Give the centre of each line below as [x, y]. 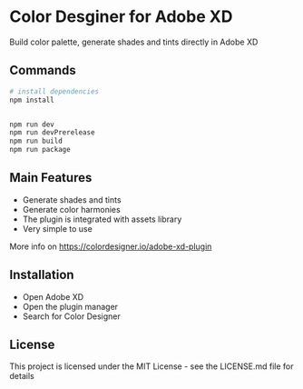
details [22, 376]
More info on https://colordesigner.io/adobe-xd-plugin [111, 246]
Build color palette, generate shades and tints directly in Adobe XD [134, 42]
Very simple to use [57, 228]
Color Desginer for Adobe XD [121, 17]
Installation [42, 275]
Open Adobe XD [53, 296]
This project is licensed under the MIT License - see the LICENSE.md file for [151, 366]
